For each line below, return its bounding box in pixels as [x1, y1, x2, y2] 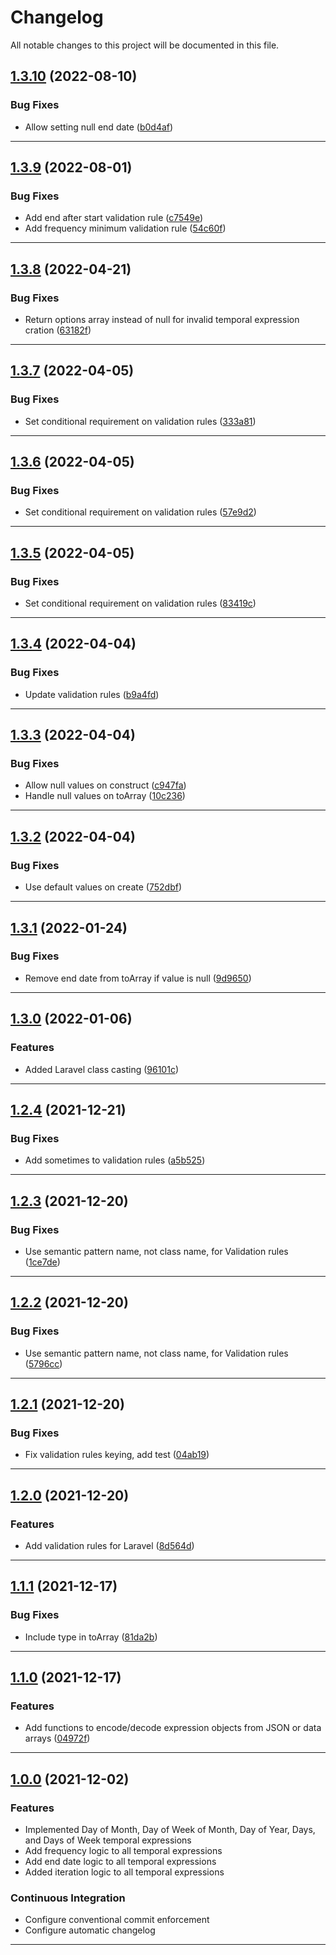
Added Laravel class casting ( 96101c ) [24, 1063, 179, 1075]
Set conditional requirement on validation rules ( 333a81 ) [24, 415, 257, 427]
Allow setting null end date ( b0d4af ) [24, 121, 174, 133]
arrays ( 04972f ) [24, 1732, 91, 1745]
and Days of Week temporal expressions [24, 1834, 192, 1846]
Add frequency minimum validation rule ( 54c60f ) [24, 222, 227, 235]
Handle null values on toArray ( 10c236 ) [24, 790, 186, 802]
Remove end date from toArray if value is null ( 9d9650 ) [24, 972, 252, 984]
